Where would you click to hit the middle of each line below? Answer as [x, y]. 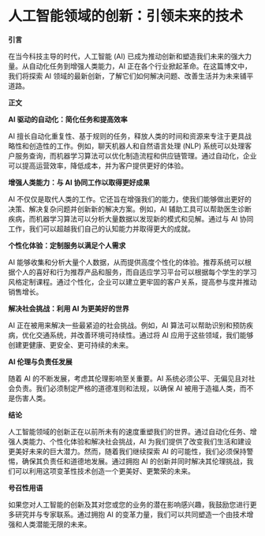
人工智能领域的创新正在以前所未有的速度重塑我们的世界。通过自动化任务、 [129, 431]
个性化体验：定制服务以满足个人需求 [67, 245]
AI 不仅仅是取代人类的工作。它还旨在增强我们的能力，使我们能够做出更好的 [130, 199]
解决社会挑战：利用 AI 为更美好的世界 [69, 308]
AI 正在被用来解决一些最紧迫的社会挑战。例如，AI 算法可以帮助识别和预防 [127, 325]
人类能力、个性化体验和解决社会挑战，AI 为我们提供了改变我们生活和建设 [133, 441]
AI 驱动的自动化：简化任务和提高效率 [68, 119]
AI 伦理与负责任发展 [40, 361]
